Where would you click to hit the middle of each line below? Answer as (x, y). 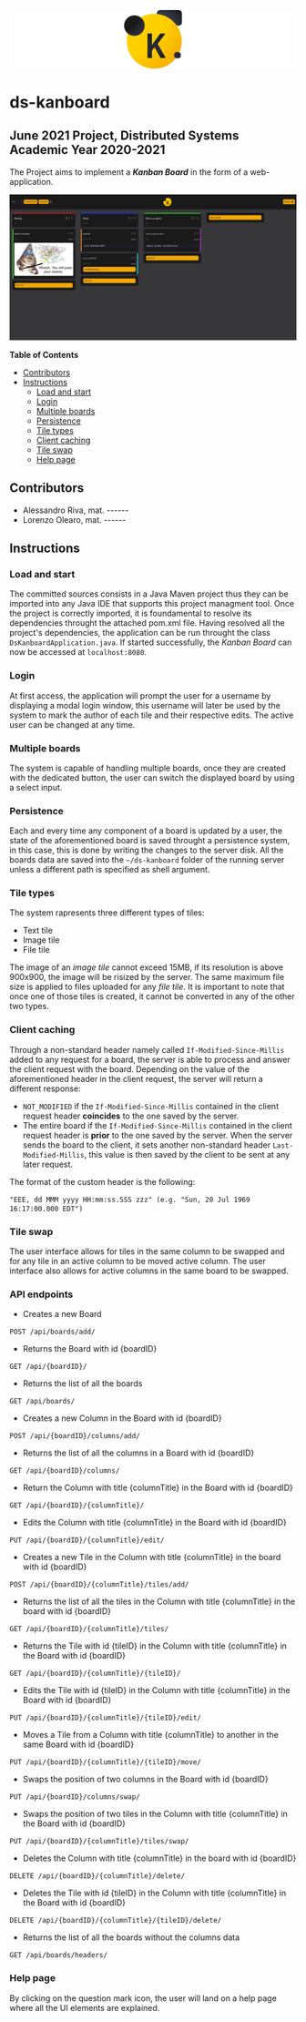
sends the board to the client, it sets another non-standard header (147, 1145)
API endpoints (41, 1294)
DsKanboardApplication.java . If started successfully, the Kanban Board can (151, 642)
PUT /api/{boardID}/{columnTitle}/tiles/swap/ (99, 1842)
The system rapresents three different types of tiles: (107, 913)
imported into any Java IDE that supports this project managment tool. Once (152, 604)
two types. (30, 1006)
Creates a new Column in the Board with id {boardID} (122, 1418)
